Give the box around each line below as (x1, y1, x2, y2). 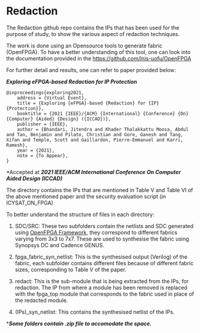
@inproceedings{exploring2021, (6, 89, 84, 95)
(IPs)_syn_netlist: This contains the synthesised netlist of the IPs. (14, 308, 175, 316)
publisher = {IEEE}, (17, 121, 68, 127)
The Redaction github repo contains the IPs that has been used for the (6, 24, 180, 31)
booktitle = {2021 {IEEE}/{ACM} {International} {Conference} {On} (17, 110, 189, 116)
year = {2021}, (17, 147, 55, 154)
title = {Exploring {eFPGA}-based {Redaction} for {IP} (17, 100, 160, 106)
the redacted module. (14, 296, 68, 304)
